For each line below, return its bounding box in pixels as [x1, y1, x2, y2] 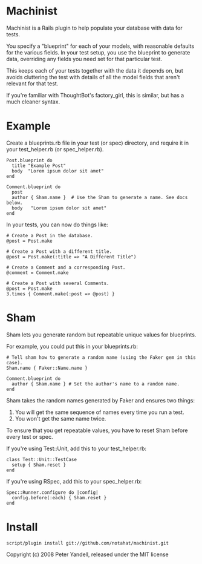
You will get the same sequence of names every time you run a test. [15, 408, 184, 416]
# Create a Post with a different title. [6, 248, 112, 255]
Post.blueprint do [6, 157, 53, 163]
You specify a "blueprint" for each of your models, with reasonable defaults [6, 42, 195, 50]
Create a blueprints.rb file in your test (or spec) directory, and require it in [6, 139, 189, 146]
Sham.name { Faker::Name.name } [6, 365, 88, 371]
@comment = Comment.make [6, 269, 69, 276]
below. [6, 200, 23, 206]
